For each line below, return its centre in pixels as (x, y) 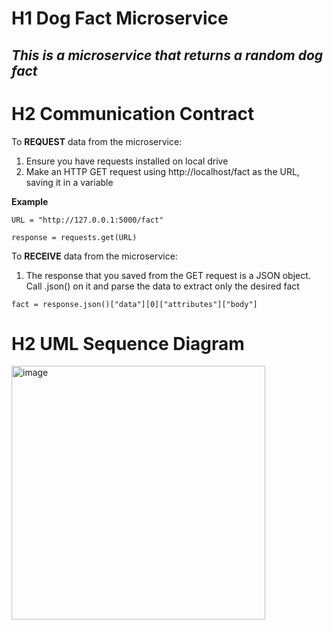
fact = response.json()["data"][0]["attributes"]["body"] (134, 304)
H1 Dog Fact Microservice (120, 18)
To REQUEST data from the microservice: (97, 141)
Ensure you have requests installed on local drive (127, 161)
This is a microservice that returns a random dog (167, 55)
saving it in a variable (69, 182)
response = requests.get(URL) (74, 237)
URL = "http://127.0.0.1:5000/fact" (87, 220)
